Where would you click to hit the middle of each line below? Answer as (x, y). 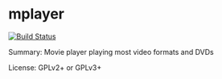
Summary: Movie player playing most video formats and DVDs (111, 52)
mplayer (37, 14)
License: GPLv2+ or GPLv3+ (55, 67)
